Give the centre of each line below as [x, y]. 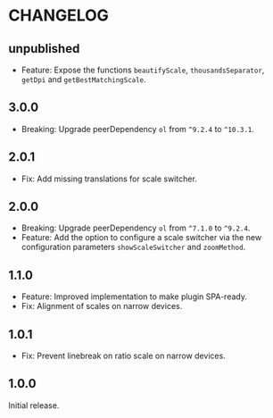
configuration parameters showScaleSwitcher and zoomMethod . [133, 247]
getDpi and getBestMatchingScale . [83, 79]
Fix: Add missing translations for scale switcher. [109, 179]
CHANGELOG [58, 16]
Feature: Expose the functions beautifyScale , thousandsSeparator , [143, 70]
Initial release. [34, 405]
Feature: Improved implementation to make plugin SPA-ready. [134, 297]
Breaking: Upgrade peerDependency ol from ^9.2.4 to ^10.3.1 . [138, 129]
